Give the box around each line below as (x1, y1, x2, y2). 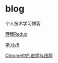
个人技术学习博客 (5, 20, 41, 26)
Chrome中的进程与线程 (5, 52, 53, 58)
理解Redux (5, 31, 28, 37)
